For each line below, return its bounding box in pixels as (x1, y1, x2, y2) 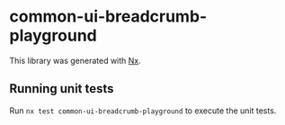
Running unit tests (9, 81, 114, 96)
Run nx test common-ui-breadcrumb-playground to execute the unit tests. (9, 105, 277, 116)
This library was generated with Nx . (9, 55, 141, 66)
